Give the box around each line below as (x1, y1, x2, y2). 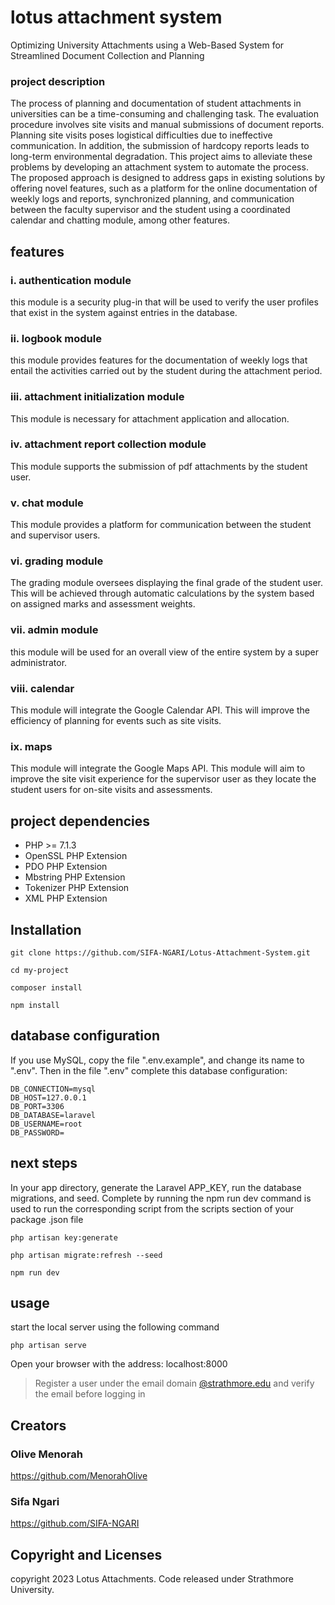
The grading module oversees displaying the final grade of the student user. (10, 577, 323, 589)
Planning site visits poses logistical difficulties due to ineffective (10, 129, 273, 141)
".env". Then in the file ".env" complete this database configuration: (10, 1064, 288, 1076)
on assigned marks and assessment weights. (10, 598, 196, 610)
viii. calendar (10, 681, 75, 695)
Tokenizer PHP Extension (24, 882, 130, 894)
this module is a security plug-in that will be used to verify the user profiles (10, 296, 319, 308)
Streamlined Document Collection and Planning (10, 49, 205, 61)
